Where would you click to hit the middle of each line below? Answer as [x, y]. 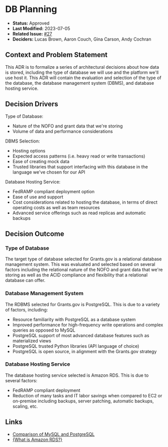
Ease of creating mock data [41, 161]
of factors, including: [27, 310]
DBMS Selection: [23, 141]
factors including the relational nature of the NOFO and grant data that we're [84, 270]
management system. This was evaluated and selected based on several [80, 264]
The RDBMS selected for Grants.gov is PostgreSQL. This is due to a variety [82, 304]
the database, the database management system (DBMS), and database [80, 83]
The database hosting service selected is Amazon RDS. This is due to [77, 375]
